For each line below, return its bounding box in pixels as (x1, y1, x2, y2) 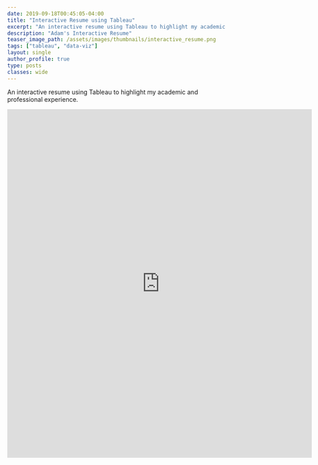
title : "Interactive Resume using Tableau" (7, 17, 136, 24)
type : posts (7, 62, 42, 69)
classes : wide (7, 68, 49, 75)
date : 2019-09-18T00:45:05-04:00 (7, 10, 104, 17)
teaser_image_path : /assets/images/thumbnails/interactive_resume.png (7, 36, 216, 43)
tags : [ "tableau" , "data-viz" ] (7, 43, 98, 49)
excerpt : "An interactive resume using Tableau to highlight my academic (7, 23, 226, 30)
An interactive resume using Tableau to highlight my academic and (7, 88, 198, 96)
